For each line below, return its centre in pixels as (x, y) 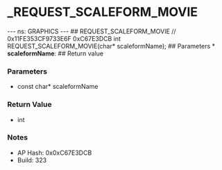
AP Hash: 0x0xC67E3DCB (54, 153)
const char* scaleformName (58, 87)
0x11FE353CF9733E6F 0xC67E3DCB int (64, 38)
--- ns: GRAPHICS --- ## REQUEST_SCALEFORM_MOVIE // (92, 31)
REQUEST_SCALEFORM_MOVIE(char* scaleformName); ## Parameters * (111, 46)
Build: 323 (32, 160)
